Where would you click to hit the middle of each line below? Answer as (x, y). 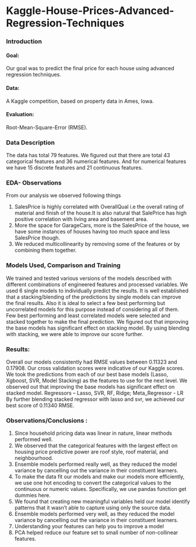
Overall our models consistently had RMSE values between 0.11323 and (92, 362)
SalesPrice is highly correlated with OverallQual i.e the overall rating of (99, 207)
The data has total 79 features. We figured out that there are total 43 (88, 155)
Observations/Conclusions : (47, 420)
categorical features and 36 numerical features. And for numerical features (96, 161)
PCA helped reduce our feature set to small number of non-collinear (96, 532)
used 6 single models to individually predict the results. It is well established (97, 290)
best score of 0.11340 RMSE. (40, 405)
